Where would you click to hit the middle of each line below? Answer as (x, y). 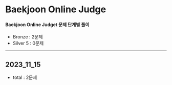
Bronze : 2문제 (28, 37)
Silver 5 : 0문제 (28, 43)
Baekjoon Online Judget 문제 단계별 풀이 (47, 25)
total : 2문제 (25, 77)
